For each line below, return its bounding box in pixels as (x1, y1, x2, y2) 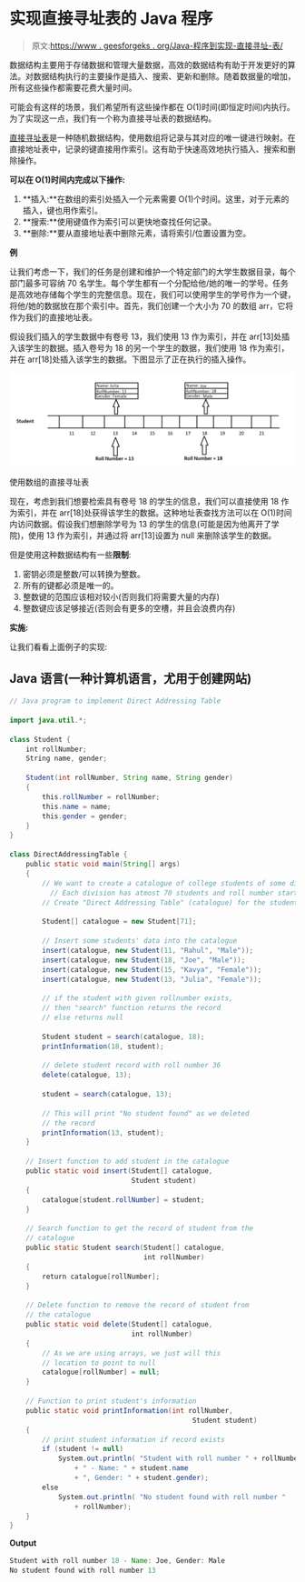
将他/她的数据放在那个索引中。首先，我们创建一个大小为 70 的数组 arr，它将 (9, 300, 294, 311)
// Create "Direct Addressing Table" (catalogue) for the (42, 897, 266, 907)
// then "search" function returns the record (42, 1004, 221, 1013)
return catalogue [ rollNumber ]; (42, 1272, 161, 1281)
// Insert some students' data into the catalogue (42, 936, 238, 946)
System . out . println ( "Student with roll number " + (57, 1454, 258, 1464)
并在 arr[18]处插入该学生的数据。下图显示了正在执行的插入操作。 (9, 354, 251, 365)
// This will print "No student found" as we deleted (42, 1108, 250, 1118)
